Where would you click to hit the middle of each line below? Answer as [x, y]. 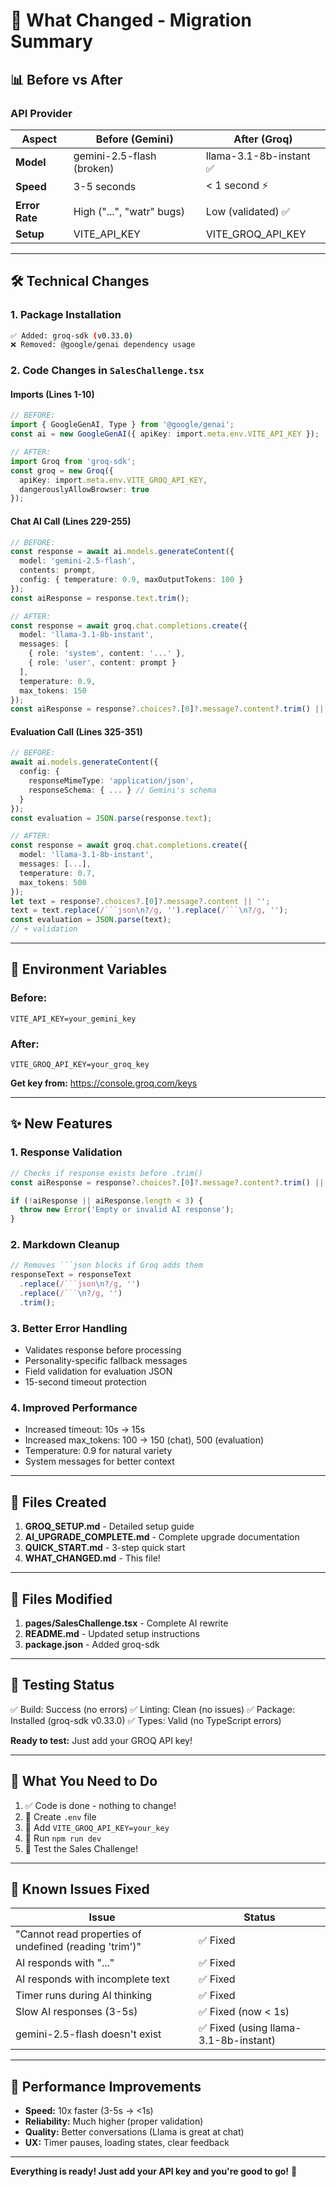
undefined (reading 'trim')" [78, 1947]
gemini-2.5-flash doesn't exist [88, 2034]
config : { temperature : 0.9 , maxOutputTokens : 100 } [131, 580]
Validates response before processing [103, 1350]
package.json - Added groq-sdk [92, 1645]
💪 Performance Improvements [106, 2086]
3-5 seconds [105, 187]
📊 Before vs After [66, 79]
